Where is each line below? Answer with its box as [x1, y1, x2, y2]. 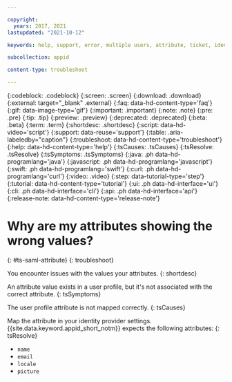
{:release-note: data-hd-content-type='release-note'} [7, 194, 160, 202]
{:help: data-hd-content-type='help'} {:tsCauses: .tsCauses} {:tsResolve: [7, 143, 214, 151]
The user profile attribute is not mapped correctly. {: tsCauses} [7, 303, 186, 312]
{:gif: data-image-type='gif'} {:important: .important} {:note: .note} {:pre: [7, 106, 213, 114]
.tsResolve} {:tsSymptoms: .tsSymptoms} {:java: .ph [7, 150, 154, 158]
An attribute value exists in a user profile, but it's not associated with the [7, 283, 213, 291]
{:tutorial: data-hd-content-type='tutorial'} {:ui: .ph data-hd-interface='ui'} [7, 180, 219, 187]
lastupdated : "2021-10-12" [7, 29, 85, 36]
